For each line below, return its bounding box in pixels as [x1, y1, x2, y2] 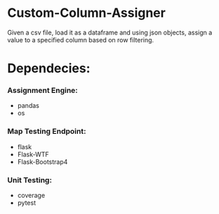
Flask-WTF [17, 150, 49, 158]
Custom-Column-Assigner [7, 5, 166, 21]
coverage [17, 191, 46, 200]
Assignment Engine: [7, 86, 79, 96]
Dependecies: [7, 61, 91, 77]
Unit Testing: [7, 175, 53, 184]
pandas [17, 101, 40, 110]
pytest [17, 199, 36, 207]
